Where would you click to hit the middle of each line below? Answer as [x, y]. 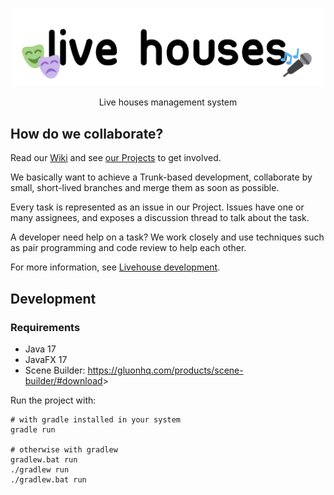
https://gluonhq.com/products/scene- [165, 370]
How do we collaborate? [87, 133]
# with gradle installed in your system [96, 419]
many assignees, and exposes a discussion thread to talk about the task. [160, 218]
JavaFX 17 [46, 359]
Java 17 [40, 349]
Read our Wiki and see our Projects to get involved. [116, 158]
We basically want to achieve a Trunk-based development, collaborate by [161, 177]
